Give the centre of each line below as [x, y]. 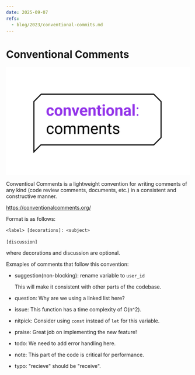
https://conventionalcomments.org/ [49, 207]
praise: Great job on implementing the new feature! [76, 332]
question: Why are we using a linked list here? [70, 298]
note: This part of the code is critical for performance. [79, 355]
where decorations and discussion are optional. [63, 253]
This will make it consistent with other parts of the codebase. [88, 287]
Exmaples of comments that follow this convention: [67, 264]
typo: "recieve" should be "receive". [58, 366]
